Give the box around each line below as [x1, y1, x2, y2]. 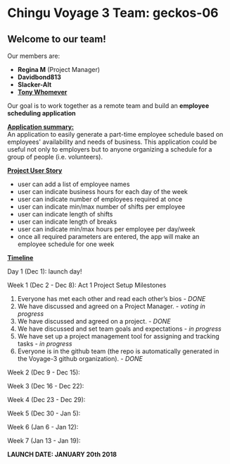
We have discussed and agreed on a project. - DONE [17, 317, 171, 325]
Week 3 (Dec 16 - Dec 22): [7, 382, 84, 390]
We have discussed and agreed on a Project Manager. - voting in [17, 302, 206, 310]
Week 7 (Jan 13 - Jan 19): [7, 436, 81, 445]
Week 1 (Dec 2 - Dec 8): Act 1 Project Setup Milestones [7, 281, 167, 289]
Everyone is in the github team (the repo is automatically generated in [17, 347, 219, 355]
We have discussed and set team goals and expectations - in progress [17, 324, 222, 333]
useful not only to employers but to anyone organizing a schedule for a [7, 145, 212, 153]
